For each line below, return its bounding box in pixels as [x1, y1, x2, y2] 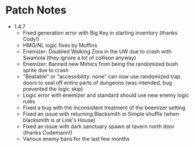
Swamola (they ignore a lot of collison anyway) [22, 54, 136, 61]
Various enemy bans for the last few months [22, 135, 130, 142]
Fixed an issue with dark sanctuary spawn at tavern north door [22, 123, 174, 130]
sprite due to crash [22, 66, 69, 73]
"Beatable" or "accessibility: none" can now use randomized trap [22, 73, 180, 80]
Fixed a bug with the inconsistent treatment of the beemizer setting [22, 104, 186, 111]
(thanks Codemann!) [22, 129, 73, 136]
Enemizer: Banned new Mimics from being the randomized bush [22, 60, 179, 68]
